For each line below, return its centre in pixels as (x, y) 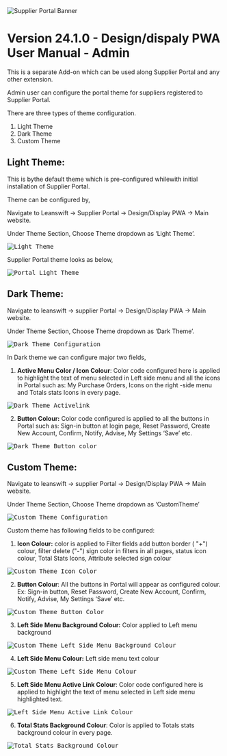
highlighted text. (40, 699)
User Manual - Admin (68, 53)
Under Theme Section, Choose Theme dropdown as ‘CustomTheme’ (103, 504)
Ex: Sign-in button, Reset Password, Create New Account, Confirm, (111, 592)
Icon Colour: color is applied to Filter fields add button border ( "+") (112, 544)
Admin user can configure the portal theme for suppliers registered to (105, 93)
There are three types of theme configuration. (72, 113)
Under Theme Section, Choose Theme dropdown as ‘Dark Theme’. (101, 331)
